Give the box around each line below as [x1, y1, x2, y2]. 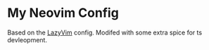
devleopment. [7, 35, 48, 44]
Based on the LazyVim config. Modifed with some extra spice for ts [7, 28, 203, 37]
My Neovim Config [7, 5, 120, 21]
